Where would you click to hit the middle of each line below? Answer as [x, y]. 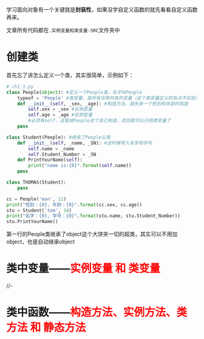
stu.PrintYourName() [32, 222]
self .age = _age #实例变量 [60, 115]
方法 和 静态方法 [46, 328]
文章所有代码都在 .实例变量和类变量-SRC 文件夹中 [63, 30]
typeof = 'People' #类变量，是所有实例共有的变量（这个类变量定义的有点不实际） [109, 98]
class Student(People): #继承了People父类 [59, 137]
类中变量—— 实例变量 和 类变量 [83, 269]
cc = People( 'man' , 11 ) [36, 199]
